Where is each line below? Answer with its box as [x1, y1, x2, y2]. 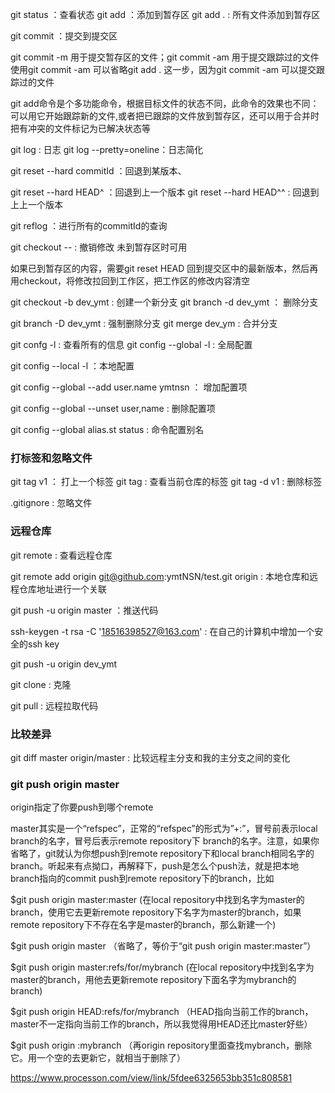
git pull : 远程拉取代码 [10, 699, 99, 712]
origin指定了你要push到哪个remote [10, 801, 154, 813]
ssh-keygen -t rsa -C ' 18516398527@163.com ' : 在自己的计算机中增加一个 [10, 625, 315, 637]
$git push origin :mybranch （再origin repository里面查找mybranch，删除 [10, 1039, 313, 1052]
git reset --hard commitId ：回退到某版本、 [10, 165, 187, 177]
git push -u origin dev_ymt [10, 658, 118, 670]
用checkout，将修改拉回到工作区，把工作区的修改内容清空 [10, 275, 251, 287]
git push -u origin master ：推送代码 [10, 604, 159, 616]
